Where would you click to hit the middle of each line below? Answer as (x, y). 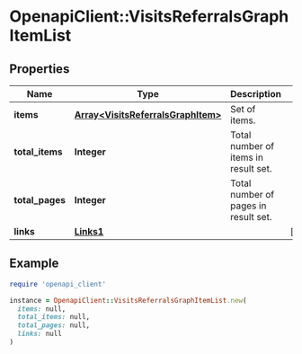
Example (34, 264)
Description (256, 94)
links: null (40, 334)
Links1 (89, 231)
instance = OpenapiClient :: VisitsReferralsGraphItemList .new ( (128, 300)
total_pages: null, (54, 325)
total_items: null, (54, 317)
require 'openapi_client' (58, 284)
